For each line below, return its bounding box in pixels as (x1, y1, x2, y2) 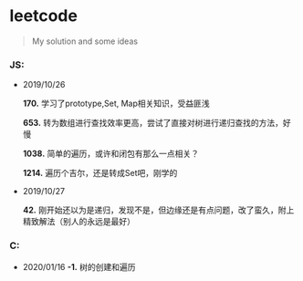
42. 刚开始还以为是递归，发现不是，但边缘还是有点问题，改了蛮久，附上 (22, 204, 295, 215)
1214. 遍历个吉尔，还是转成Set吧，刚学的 (22, 168, 178, 179)
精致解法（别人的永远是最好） (22, 216, 135, 227)
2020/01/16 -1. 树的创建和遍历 (22, 261, 136, 272)
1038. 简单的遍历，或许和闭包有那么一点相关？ (22, 148, 199, 160)
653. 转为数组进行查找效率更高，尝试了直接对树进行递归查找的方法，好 (22, 118, 291, 129)
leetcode (9, 5, 78, 26)
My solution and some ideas (31, 36, 139, 47)
